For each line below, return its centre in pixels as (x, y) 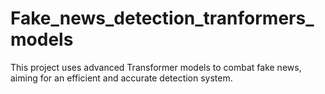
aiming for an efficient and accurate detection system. (121, 78)
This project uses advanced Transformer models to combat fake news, (156, 67)
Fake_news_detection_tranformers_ (162, 18)
